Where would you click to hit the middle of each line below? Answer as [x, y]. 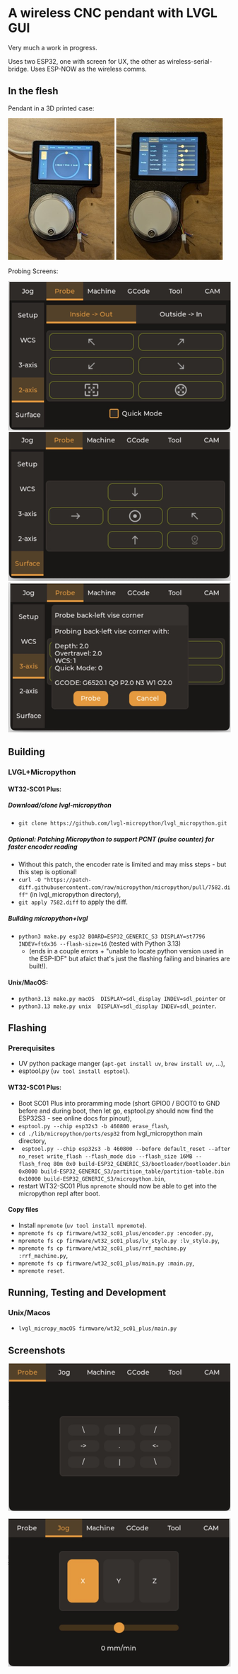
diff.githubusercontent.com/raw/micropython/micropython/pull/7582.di [124, 888]
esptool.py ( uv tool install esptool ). [74, 1071]
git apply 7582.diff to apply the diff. [73, 902]
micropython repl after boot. [59, 1193]
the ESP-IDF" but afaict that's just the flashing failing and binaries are [129, 959]
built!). [38, 966]
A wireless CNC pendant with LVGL [113, 13]
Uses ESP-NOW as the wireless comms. [88, 69]
